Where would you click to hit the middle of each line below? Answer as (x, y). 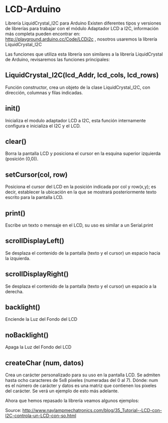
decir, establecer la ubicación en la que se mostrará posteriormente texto (81, 192)
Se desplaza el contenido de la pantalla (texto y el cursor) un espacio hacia (83, 253)
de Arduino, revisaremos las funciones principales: (58, 59)
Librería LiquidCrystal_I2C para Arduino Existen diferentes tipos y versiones (83, 23)
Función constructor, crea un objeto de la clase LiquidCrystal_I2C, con (78, 87)
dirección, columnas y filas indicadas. (44, 92)
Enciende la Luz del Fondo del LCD (41, 319)
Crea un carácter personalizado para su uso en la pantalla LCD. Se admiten (83, 375)
